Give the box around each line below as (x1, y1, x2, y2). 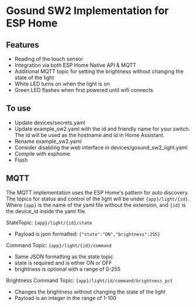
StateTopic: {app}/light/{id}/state (6, 219, 92, 226)
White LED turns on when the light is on (14, 80, 110, 87)
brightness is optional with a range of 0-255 (14, 265, 121, 272)
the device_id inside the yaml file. (6, 207, 87, 214)
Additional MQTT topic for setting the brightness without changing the (14, 68, 184, 74)
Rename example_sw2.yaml (14, 138, 82, 145)
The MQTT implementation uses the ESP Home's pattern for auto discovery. (6, 189, 189, 196)
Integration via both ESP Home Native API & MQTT (14, 62, 136, 69)
